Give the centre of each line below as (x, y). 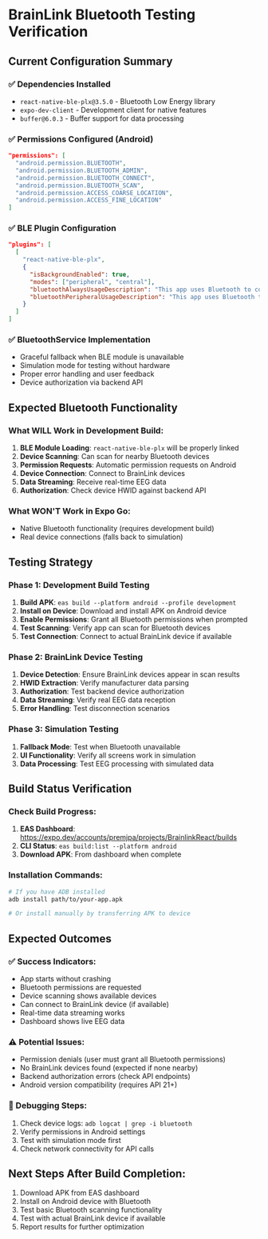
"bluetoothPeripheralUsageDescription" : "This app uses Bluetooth (142, 297)
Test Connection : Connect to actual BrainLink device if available (126, 637)
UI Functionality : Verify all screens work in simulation (108, 755)
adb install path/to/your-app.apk (66, 899)
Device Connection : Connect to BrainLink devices (102, 474)
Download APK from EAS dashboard (79, 1193)
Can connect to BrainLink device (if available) (95, 1004)
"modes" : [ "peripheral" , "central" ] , (92, 282)
